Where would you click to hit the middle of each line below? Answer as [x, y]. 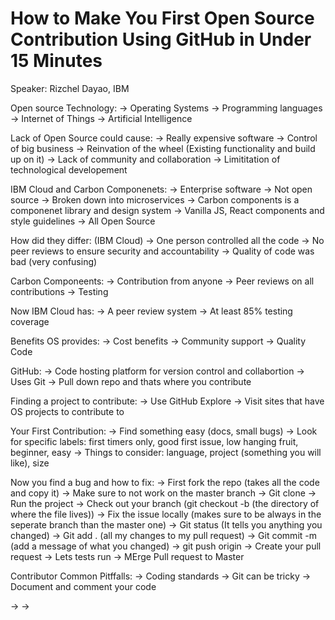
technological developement [69, 169]
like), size [30, 463]
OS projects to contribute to [67, 411]
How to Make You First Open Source [162, 18]
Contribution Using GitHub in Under [161, 39]
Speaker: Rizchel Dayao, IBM [70, 88]
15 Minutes [56, 61]
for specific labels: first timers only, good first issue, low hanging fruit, [154, 441]
